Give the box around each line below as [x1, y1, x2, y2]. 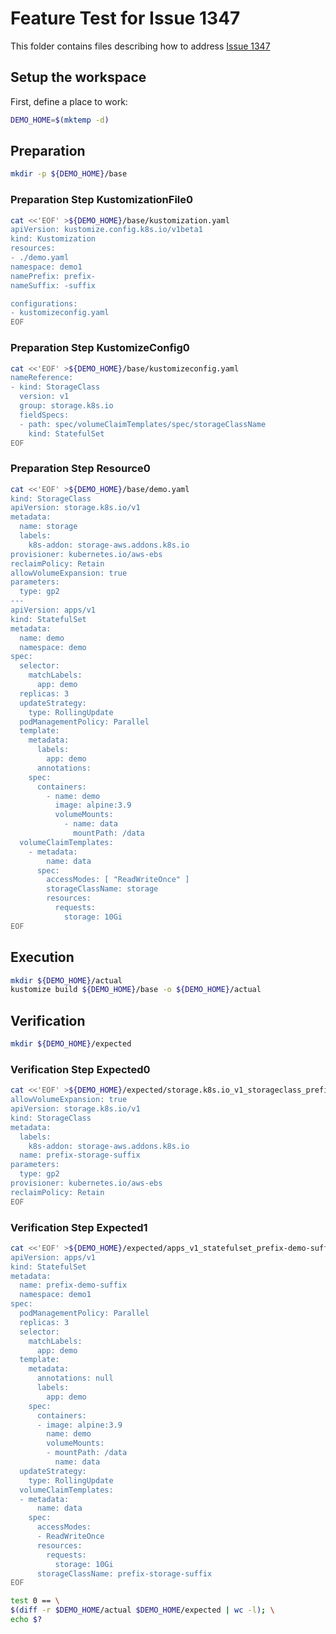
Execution [10, 949, 75, 966]
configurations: [10, 298, 78, 309]
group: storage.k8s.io [19, 401, 114, 411]
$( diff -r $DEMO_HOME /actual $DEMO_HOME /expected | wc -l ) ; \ [10, 1605, 275, 1616]
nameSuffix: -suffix [10, 280, 97, 291]
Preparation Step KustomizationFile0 [10, 193, 194, 207]
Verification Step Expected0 [10, 1062, 151, 1076]
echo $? [10, 1615, 43, 1625]
